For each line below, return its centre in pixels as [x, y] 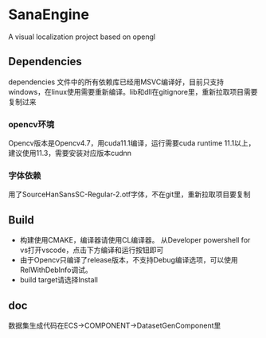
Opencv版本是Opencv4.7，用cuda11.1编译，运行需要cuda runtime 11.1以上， [132, 143]
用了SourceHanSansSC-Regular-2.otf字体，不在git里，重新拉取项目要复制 [129, 194]
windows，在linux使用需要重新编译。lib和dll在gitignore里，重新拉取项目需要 [133, 91]
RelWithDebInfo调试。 [56, 270]
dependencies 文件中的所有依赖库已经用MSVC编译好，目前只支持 [116, 82]
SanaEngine [49, 15]
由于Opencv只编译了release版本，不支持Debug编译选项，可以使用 [129, 260]
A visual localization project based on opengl [82, 37]
